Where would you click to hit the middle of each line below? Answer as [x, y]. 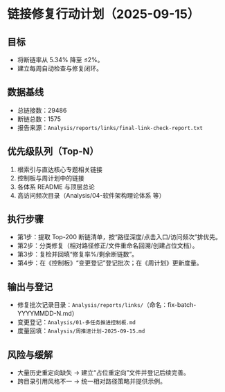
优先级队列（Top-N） [53, 152]
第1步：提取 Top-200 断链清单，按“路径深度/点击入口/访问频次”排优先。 [119, 237]
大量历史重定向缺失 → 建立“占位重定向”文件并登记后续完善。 [103, 373]
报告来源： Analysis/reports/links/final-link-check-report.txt [110, 127]
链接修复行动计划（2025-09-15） [103, 14]
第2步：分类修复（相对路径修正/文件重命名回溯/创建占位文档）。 [108, 245]
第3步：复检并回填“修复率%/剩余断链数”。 [78, 254]
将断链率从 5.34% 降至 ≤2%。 [60, 60]
